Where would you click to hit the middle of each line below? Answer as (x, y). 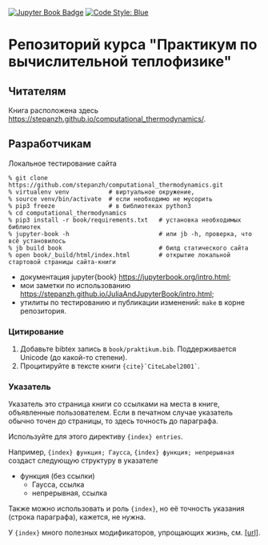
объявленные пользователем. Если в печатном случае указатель (121, 413)
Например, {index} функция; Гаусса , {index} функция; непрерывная (121, 452)
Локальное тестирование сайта (63, 163)
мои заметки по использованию (75, 285)
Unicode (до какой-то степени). (74, 358)
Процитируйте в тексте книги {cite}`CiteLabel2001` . (110, 366)
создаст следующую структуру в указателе (83, 461)
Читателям (37, 91)
